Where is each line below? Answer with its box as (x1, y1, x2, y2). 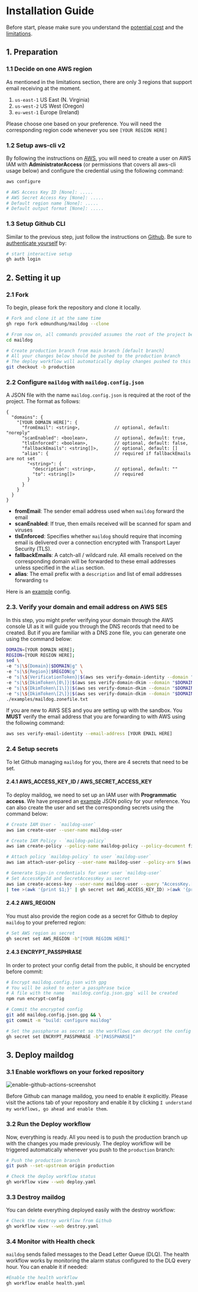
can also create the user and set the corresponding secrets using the (6, 804, 174, 811)
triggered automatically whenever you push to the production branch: (6, 1146, 175, 1153)
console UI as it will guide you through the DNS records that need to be (6, 623, 179, 630)
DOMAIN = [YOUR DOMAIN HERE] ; (6, 646, 75, 653)
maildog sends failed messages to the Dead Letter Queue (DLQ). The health (6, 1251, 190, 1258)
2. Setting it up (6, 273, 61, 283)
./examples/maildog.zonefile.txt (6, 696, 88, 702)
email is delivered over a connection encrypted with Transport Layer (14, 539, 181, 546)
